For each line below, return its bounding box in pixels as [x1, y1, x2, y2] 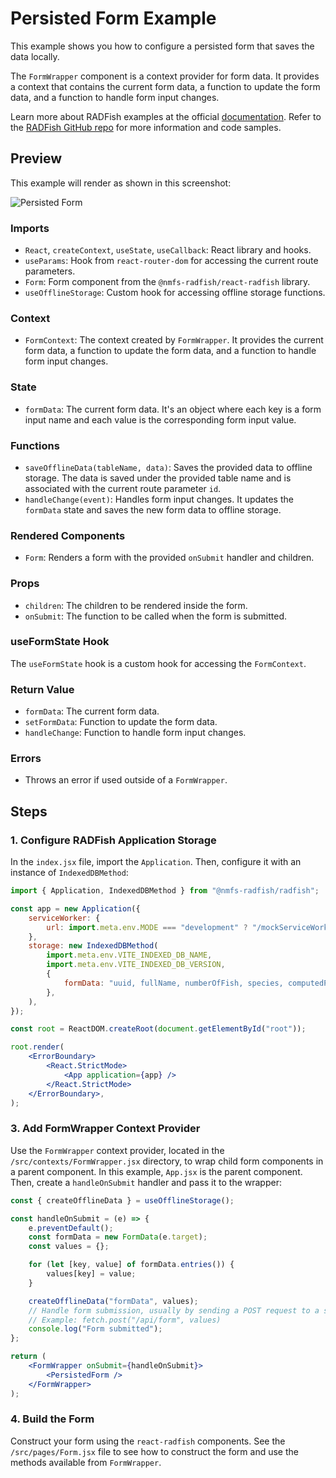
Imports [10, 221, 50, 235]
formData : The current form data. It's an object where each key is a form [24, 403, 322, 415]
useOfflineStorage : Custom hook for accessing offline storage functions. [24, 287, 326, 299]
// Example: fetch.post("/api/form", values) [28, 1315, 222, 1325]
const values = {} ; [28, 1242, 110, 1252]
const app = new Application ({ [10, 903, 141, 914]
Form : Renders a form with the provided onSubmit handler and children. [24, 552, 315, 564]
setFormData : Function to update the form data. [24, 716, 218, 728]
